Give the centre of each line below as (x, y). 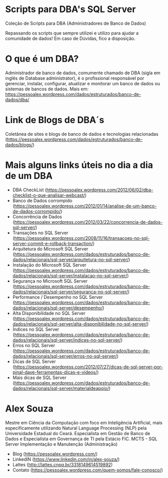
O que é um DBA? (42, 59)
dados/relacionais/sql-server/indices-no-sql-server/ (67, 340)
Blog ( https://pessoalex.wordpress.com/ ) (55, 454)
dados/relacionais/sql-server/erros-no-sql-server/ (65, 356)
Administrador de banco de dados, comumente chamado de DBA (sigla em (83, 73)
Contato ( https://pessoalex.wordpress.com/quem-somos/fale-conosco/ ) (88, 470)
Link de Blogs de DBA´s (55, 120)
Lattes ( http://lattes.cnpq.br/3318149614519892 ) (63, 464)
